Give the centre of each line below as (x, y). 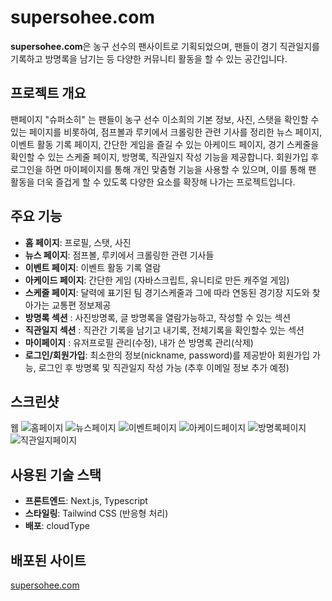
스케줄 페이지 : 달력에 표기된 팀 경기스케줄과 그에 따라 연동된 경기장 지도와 (167, 292)
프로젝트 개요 (48, 93)
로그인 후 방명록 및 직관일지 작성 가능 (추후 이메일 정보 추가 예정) (164, 367)
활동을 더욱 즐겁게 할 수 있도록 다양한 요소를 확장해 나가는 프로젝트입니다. (153, 182)
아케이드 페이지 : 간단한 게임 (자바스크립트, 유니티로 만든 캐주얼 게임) (157, 280)
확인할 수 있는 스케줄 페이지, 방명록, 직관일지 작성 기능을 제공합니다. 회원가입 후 (165, 157)
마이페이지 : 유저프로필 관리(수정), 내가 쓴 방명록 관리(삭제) (139, 342)
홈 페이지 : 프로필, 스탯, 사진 (78, 242)
